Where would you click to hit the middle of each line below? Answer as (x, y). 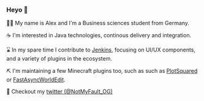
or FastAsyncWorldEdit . (36, 80)
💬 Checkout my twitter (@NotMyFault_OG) (60, 92)
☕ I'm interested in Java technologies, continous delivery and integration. (99, 36)
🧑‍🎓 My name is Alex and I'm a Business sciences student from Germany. (98, 23)
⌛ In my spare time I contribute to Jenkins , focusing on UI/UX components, (101, 50)
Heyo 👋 (17, 10)
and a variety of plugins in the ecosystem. (59, 59)
